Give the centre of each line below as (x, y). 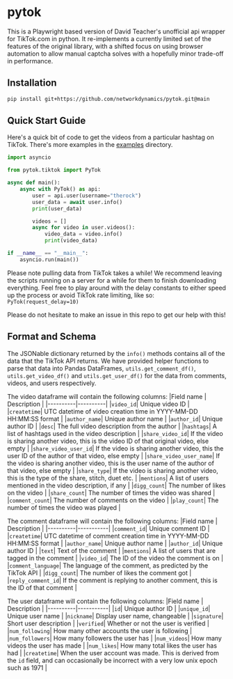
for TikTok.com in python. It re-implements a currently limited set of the (110, 38)
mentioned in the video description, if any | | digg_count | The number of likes (116, 485)
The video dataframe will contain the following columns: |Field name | (107, 396)
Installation (32, 83)
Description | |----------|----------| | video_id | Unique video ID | (98, 404)
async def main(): (34, 183)
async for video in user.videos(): (84, 228)
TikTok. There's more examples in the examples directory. (90, 145)
